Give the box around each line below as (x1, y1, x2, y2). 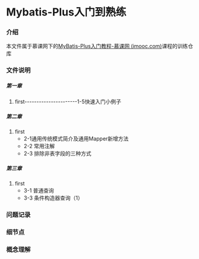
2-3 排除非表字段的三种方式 (23, 150, 91, 157)
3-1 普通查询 (23, 187, 55, 194)
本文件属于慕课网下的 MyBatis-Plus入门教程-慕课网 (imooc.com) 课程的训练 (6, 43, 188, 50)
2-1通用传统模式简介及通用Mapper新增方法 (23, 135, 129, 142)
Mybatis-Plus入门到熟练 (6, 5, 127, 19)
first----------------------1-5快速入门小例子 (14, 98, 122, 105)
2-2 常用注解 (23, 143, 55, 150)
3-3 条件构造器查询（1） (23, 194, 83, 202)
